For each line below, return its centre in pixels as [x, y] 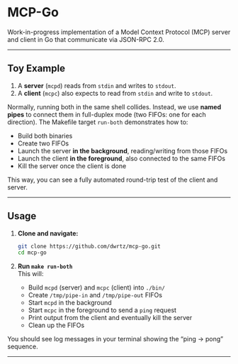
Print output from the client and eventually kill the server [110, 318]
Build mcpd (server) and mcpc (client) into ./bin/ [96, 287]
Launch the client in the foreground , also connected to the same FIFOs [121, 158]
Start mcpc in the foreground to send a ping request [102, 310]
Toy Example [36, 68]
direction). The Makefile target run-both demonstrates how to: [98, 122]
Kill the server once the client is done [72, 166]
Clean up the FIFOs [56, 325]
